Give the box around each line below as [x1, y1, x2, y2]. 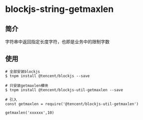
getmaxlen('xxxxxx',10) [5, 110, 55, 115]
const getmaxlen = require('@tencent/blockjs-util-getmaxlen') [5, 101, 139, 107]
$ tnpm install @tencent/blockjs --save [5, 73, 90, 78]
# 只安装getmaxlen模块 [5, 83, 49, 88]
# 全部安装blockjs [5, 69, 40, 74]
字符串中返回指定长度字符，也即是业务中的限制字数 [5, 39, 110, 44]
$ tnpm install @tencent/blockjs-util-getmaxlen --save [5, 87, 123, 93]
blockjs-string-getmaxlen [5, 3, 114, 15]
